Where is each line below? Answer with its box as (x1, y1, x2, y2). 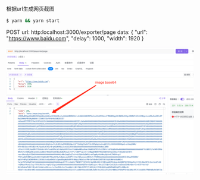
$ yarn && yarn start (6, 18, 60, 24)
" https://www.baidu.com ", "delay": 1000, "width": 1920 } (6, 34, 144, 42)
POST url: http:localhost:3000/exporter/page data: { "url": (6, 29, 148, 36)
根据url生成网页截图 (6, 5, 55, 12)
